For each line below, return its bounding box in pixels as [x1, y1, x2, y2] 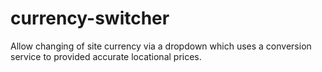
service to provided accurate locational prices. [10, 50, 202, 62]
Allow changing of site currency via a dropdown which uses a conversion [10, 40, 312, 52]
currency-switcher [10, 7, 170, 30]
